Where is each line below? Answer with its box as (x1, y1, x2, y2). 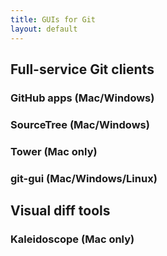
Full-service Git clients (10, 61, 155, 78)
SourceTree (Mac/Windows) (10, 117, 150, 131)
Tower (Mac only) (10, 144, 98, 158)
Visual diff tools (10, 202, 111, 219)
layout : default (10, 24, 78, 34)
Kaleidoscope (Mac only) (10, 232, 135, 246)
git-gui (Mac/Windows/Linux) (10, 171, 158, 185)
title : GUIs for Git (10, 14, 97, 25)
